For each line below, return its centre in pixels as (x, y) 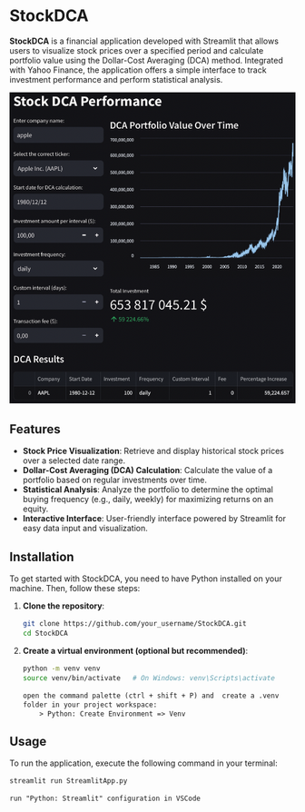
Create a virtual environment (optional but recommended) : (135, 650)
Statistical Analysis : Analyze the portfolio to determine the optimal (148, 490)
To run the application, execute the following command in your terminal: (144, 763)
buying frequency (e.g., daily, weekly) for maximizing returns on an (148, 500)
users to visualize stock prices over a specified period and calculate (137, 50)
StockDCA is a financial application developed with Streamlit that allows (144, 41)
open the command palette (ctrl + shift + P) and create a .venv (151, 696)
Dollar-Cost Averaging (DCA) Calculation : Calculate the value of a (148, 470)
